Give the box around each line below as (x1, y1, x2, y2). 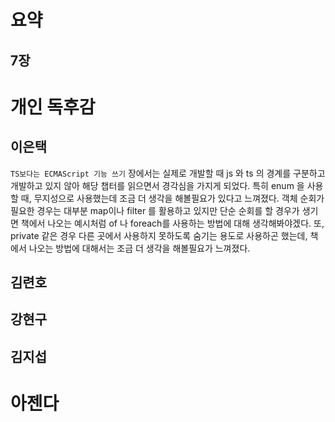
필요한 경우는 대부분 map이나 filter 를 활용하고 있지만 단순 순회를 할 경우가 (10, 204, 300, 216)
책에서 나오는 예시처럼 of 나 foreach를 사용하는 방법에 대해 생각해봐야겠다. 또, (20, 217, 325, 229)
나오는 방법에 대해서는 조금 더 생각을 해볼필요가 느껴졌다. (28, 242, 251, 254)
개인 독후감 (10, 96, 96, 118)
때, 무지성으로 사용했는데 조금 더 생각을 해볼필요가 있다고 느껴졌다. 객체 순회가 (20, 192, 325, 204)
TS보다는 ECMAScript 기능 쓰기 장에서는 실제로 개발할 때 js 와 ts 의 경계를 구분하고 (10, 167, 326, 179)
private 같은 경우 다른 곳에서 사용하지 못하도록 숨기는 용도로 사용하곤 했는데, (10, 229, 308, 241)
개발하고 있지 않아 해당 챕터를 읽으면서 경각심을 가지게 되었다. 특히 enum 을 (10, 179, 305, 191)
